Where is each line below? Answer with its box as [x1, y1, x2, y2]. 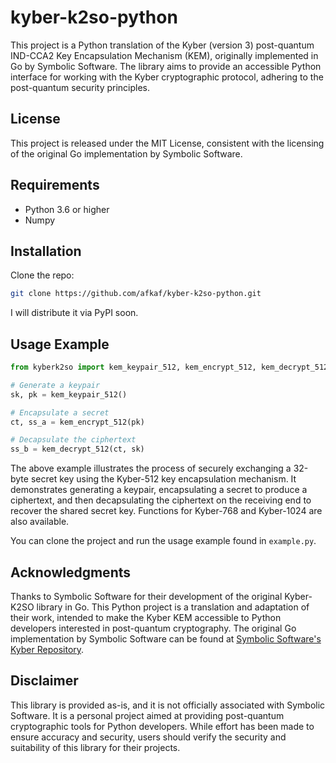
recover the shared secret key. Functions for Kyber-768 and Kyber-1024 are [10, 505, 323, 517]
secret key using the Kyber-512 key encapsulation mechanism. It [30, 473, 297, 485]
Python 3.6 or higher [24, 203, 110, 215]
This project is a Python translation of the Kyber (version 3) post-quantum [10, 39, 315, 51]
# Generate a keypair [10, 380, 101, 390]
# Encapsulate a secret [10, 407, 110, 418]
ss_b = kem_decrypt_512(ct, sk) [10, 444, 145, 455]
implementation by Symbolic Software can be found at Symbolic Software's [10, 633, 322, 645]
